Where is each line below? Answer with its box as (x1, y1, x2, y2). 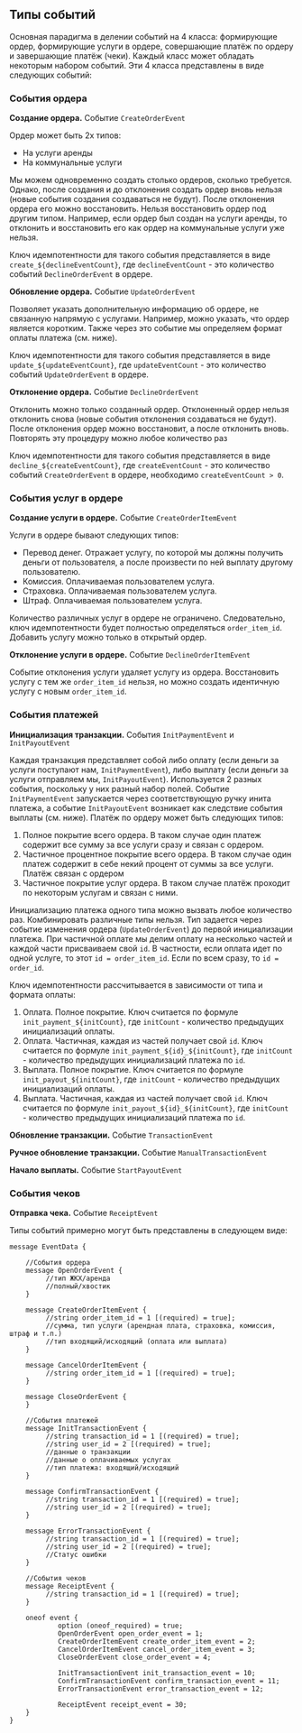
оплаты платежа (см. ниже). (9, 333, 118, 344)
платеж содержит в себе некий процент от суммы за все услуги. (22, 858, 274, 869)
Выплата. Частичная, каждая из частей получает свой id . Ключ (22, 1092, 268, 1103)
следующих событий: (9, 69, 93, 80)
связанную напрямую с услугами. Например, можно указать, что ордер (9, 313, 290, 324)
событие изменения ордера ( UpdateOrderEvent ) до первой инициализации (9, 924, 294, 935)
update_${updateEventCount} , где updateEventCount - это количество (9, 360, 267, 371)
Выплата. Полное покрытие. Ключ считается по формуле (22, 1064, 243, 1074)
